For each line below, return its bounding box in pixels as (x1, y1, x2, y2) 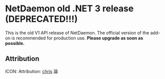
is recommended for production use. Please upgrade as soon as (11, 35, 143, 41)
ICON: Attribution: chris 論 (5, 68, 58, 74)
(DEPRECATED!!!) (5, 13, 78, 25)
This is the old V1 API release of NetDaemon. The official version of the (5, 30, 150, 36)
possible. (5, 40, 25, 46)
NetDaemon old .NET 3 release (5, 3, 134, 14)
